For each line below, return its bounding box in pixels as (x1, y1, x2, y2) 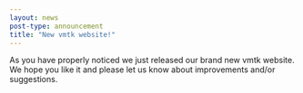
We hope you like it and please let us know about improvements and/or (9, 64, 276, 75)
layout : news (9, 13, 59, 23)
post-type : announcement (9, 22, 104, 31)
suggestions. (9, 74, 58, 85)
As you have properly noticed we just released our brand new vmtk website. (9, 55, 295, 66)
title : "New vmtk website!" (9, 30, 116, 39)
